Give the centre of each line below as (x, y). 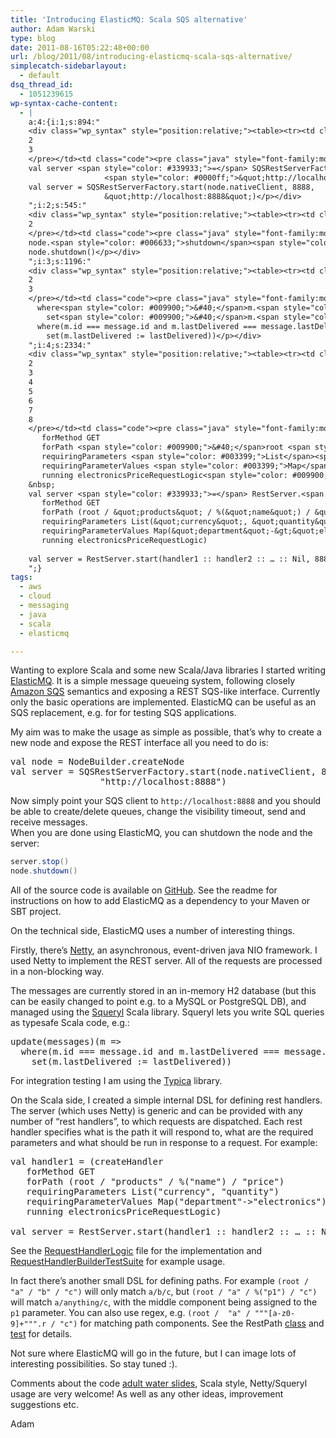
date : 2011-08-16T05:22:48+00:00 (80, 47)
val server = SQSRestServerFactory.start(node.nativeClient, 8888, (171, 187)
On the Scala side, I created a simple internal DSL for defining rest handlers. (166, 1100)
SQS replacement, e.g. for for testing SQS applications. (123, 713)
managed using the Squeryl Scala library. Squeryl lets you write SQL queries (167, 1012)
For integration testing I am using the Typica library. (116, 1081)
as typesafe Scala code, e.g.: (70, 1023)
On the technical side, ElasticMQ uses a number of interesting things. (152, 931)
